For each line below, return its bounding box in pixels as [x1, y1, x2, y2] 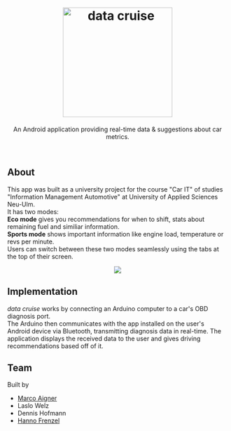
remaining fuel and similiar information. [7, 222, 120, 231]
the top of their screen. [7, 252, 73, 260]
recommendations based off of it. [7, 341, 104, 350]
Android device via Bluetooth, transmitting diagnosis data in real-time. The [7, 326, 222, 335]
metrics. [106, 132, 129, 140]
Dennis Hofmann [17, 409, 66, 418]
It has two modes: [7, 207, 59, 215]
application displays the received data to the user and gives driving [7, 334, 201, 343]
